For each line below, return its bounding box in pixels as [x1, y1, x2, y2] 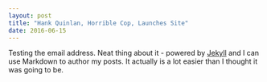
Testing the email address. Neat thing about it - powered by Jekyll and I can [8, 49, 260, 58]
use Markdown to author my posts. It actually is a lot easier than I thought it [8, 57, 258, 66]
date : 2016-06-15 [8, 26, 67, 34]
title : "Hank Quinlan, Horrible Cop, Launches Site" [8, 19, 189, 27]
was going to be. [8, 65, 64, 75]
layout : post [8, 11, 52, 20]
